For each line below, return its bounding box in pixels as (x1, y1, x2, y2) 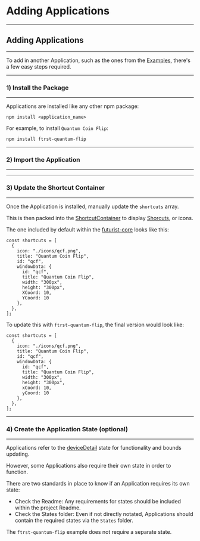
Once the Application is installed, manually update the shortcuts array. (6, 203, 179, 210)
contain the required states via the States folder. (14, 517, 134, 524)
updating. (6, 450, 30, 457)
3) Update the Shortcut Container (6, 184, 105, 192)
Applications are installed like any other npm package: (6, 103, 139, 110)
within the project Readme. (14, 504, 82, 511)
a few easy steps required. (6, 63, 71, 70)
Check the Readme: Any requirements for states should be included (14, 497, 182, 505)
